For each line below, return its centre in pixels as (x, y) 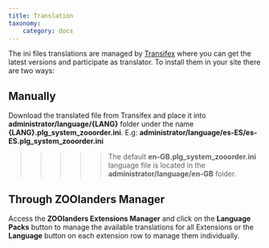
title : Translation (41, 16)
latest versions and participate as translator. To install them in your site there (134, 62)
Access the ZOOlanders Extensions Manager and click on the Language (130, 219)
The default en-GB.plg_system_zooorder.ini (182, 157)
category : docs (48, 31)
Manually (32, 96)
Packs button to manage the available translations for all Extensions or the (131, 227)
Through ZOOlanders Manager (87, 199)
